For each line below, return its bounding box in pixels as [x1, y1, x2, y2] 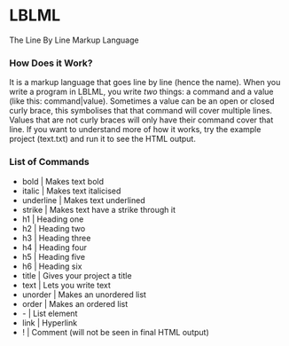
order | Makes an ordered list [21, 298, 129, 309]
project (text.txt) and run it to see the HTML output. [9, 134, 197, 145]
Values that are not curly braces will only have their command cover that [9, 114, 274, 125]
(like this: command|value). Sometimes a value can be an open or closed [9, 96, 275, 106]
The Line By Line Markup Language [9, 35, 139, 45]
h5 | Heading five [21, 251, 86, 262]
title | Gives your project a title [21, 270, 132, 280]
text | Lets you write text [21, 279, 111, 290]
